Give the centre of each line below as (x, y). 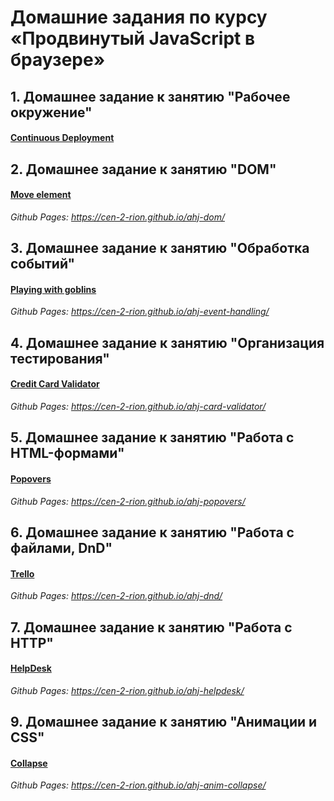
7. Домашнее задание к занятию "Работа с (151, 627)
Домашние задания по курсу (139, 17)
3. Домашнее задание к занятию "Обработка (160, 248)
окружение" (51, 112)
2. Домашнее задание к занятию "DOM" (143, 169)
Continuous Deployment (62, 138)
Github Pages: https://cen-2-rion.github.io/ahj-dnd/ (116, 596)
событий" (43, 264)
